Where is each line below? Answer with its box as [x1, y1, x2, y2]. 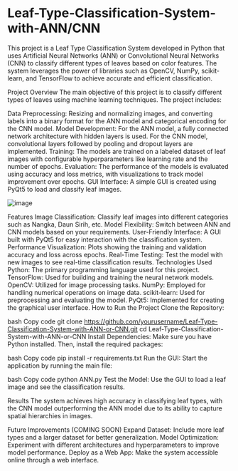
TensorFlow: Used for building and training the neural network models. [7, 273, 215, 281]
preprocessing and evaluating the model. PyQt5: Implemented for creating [7, 296, 225, 304]
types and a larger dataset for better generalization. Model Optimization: [7, 433, 219, 441]
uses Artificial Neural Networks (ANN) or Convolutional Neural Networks [7, 51, 220, 60]
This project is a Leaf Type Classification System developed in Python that [7, 43, 225, 52]
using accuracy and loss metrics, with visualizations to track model [7, 170, 204, 178]
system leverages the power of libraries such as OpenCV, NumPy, [7, 66, 200, 75]
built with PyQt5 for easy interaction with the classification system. [7, 235, 202, 244]
